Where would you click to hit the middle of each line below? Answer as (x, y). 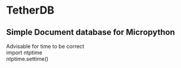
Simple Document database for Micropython (90, 32)
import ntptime (24, 53)
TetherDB (30, 10)
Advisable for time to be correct (45, 46)
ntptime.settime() (27, 59)
